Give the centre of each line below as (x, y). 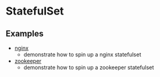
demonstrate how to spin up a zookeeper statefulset (89, 67)
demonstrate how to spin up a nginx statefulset (82, 55)
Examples (25, 34)
